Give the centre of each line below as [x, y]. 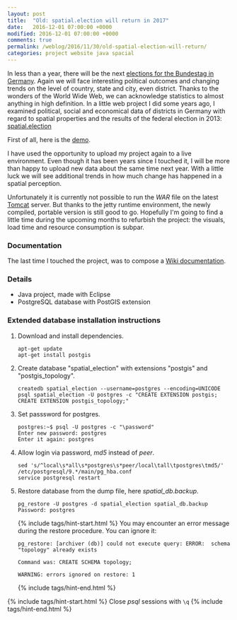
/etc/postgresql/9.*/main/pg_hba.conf [75, 472]
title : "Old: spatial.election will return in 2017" [88, 21]
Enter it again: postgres [56, 439]
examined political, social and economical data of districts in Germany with [116, 111]
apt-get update [40, 349]
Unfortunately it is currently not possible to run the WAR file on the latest [113, 197]
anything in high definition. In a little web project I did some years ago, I [111, 103]
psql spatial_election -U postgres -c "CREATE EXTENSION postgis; [117, 394]
